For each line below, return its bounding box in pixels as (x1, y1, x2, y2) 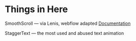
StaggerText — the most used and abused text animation (5, 30, 124, 36)
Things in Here (5, 4, 68, 15)
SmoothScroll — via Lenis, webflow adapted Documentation (5, 20, 131, 26)
